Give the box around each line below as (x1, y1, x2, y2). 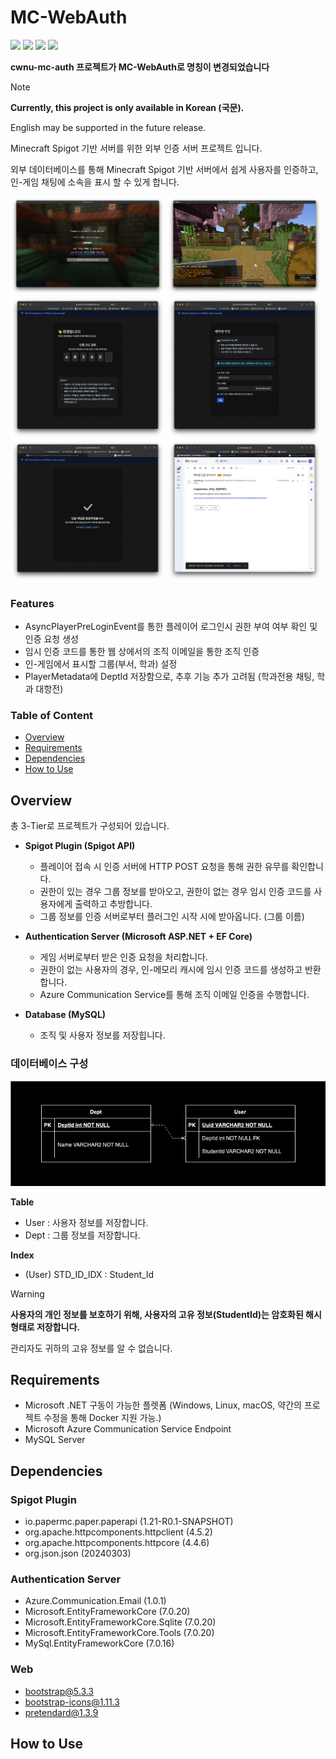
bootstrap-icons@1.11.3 (24, 1696, 120, 1708)
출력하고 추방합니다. (74, 898, 153, 910)
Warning (10, 1287, 45, 1300)
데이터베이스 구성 (10, 1057, 89, 1071)
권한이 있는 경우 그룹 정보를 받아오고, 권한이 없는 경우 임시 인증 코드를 (39, 886, 312, 898)
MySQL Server (24, 1434, 86, 1446)
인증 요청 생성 (24, 633, 79, 645)
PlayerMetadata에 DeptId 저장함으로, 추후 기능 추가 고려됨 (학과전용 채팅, (24, 671, 315, 683)
